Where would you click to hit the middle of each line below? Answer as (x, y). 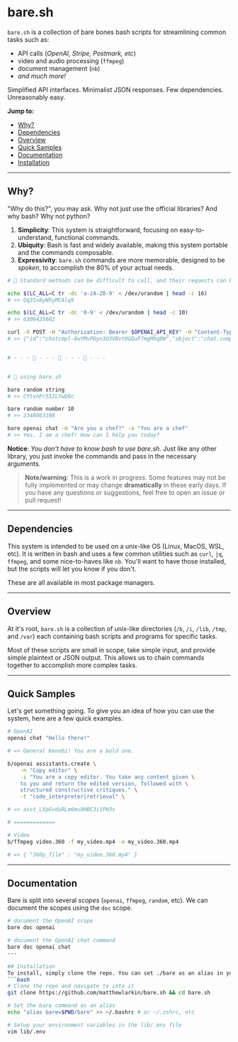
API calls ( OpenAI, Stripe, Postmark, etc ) (77, 53)
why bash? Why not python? (49, 216)
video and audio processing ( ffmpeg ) (71, 60)
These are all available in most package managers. (81, 582)
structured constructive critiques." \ (79, 790)
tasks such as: (28, 39)
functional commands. (87, 237)
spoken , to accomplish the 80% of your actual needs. (96, 268)
